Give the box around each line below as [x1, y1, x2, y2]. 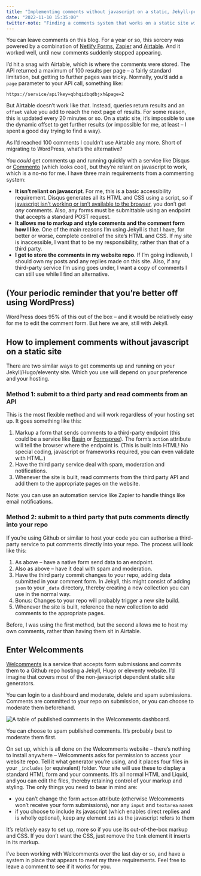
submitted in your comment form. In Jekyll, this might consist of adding [14, 577, 191, 585]
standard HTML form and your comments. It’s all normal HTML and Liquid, [6, 771, 189, 778]
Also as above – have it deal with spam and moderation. [14, 565, 153, 572]
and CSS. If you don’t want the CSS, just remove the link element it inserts [6, 832, 191, 839]
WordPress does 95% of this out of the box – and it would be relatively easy [6, 313, 193, 321]
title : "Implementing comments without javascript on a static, [6, 8, 170, 15]
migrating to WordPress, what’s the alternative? [6, 145, 123, 153]
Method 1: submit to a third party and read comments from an [6, 390, 188, 398]
